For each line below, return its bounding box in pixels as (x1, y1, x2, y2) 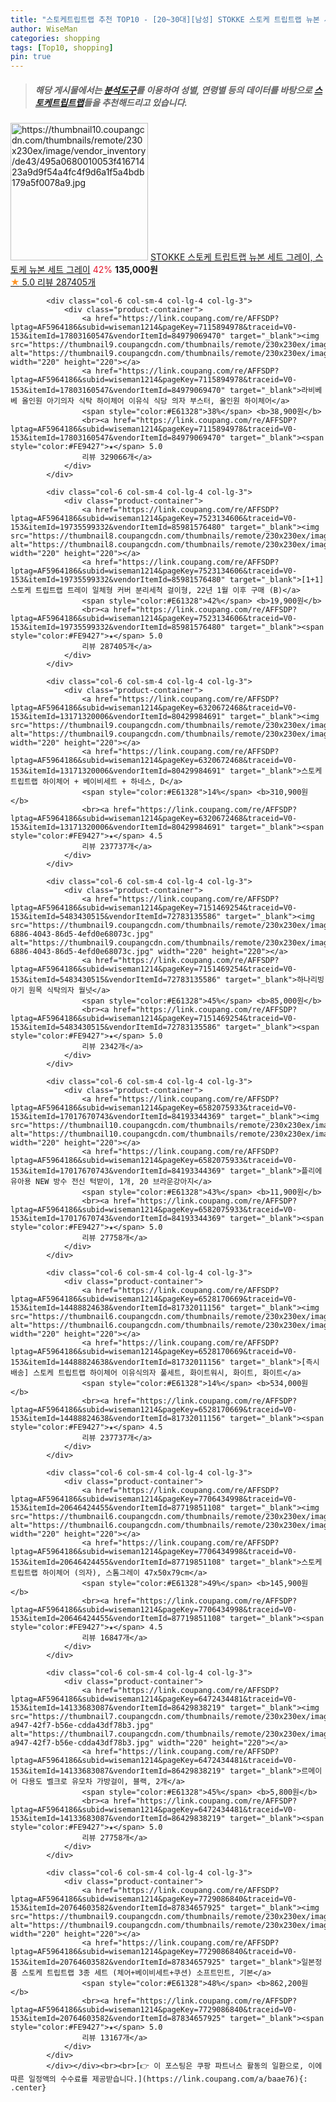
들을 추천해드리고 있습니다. (83, 96, 188, 108)
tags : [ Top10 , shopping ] (10, 42, 114, 53)
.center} (10, 2083, 47, 2093)
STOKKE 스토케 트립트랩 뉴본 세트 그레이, (149, 251, 313, 263)
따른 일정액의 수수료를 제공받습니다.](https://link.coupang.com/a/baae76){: (10, 2074, 308, 2085)
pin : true (10, 52, 52, 62)
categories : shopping (10, 33, 101, 43)
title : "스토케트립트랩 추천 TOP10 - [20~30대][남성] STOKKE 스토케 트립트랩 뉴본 (10, 14, 320, 25)
